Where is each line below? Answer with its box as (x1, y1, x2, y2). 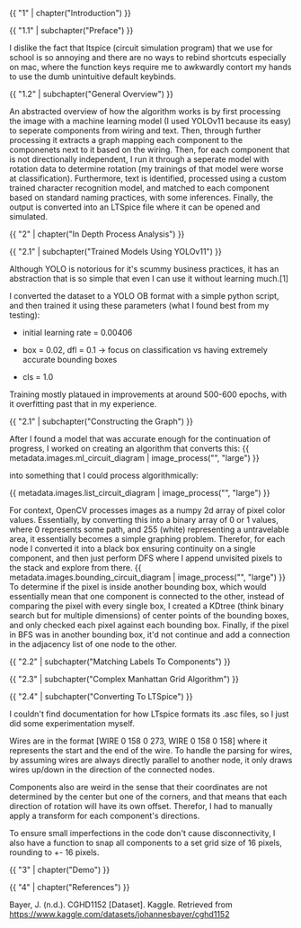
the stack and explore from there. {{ (9, 563, 142, 572)
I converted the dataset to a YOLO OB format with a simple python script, (9, 291, 279, 301)
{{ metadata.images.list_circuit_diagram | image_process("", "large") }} (9, 488, 270, 498)
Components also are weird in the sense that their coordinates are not (9, 782, 268, 792)
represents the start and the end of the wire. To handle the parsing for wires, (9, 745, 293, 755)
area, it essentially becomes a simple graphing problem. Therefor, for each (9, 534, 286, 544)
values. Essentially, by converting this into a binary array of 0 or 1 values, (9, 515, 279, 525)
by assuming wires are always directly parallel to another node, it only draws (9, 755, 293, 765)
